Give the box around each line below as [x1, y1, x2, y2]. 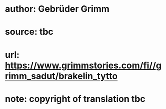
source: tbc [5, 26, 54, 38]
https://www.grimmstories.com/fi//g [5, 60, 162, 71]
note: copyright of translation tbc [5, 93, 146, 104]
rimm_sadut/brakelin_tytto [5, 70, 118, 82]
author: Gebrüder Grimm [5, 3, 110, 15]
